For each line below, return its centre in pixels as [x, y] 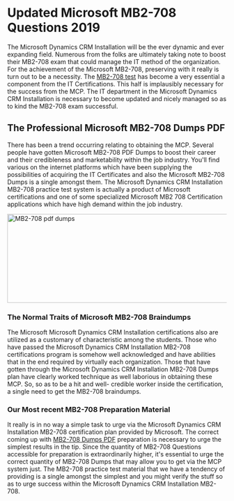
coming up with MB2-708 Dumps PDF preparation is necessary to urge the [114, 440]
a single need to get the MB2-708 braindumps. [74, 392]
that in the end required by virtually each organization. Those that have [109, 362]
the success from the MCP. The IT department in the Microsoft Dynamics [112, 91]
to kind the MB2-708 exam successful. [63, 106]
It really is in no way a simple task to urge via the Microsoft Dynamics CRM [114, 425]
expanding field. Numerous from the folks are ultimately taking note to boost [117, 54]
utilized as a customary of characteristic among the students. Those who [112, 340]
